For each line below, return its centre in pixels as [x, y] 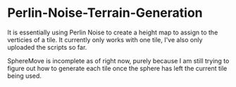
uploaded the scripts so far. [47, 47]
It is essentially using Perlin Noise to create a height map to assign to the [113, 32]
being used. [25, 76]
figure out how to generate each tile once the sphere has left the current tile [117, 68]
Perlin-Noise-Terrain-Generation [105, 13]
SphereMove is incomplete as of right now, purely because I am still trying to [118, 60]
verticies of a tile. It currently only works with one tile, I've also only [105, 39]
